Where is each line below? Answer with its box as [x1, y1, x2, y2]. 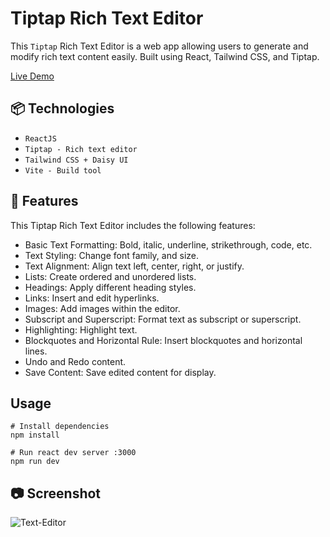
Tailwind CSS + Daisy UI [24, 155, 129, 165]
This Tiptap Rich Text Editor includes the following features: [10, 219, 256, 231]
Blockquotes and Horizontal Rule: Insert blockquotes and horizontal [24, 334, 303, 346]
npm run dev [10, 457, 60, 467]
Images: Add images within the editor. [24, 302, 181, 314]
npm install [10, 430, 60, 441]
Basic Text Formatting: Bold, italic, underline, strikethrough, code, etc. [24, 238, 313, 251]
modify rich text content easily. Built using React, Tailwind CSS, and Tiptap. [10, 50, 320, 62]
